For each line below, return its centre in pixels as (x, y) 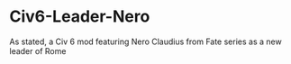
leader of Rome (38, 50)
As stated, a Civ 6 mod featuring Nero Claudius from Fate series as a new (145, 41)
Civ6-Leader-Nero (80, 17)
